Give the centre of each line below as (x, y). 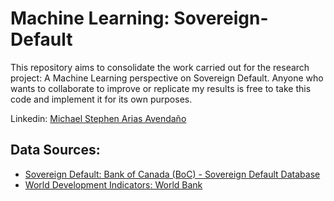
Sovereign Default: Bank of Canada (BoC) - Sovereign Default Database (172, 174)
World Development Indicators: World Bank (113, 184)
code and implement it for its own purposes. (101, 99)
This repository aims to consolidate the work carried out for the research (160, 67)
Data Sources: (55, 150)
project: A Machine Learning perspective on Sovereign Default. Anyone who (167, 78)
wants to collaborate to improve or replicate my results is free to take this (161, 88)
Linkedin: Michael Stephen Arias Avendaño (98, 118)
